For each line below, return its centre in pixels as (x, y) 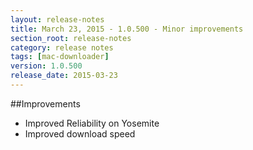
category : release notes (62, 47)
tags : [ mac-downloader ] (60, 57)
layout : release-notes (57, 19)
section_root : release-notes (71, 38)
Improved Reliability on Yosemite (92, 123)
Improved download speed (80, 133)
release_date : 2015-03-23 (64, 76)
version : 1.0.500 (46, 66)
